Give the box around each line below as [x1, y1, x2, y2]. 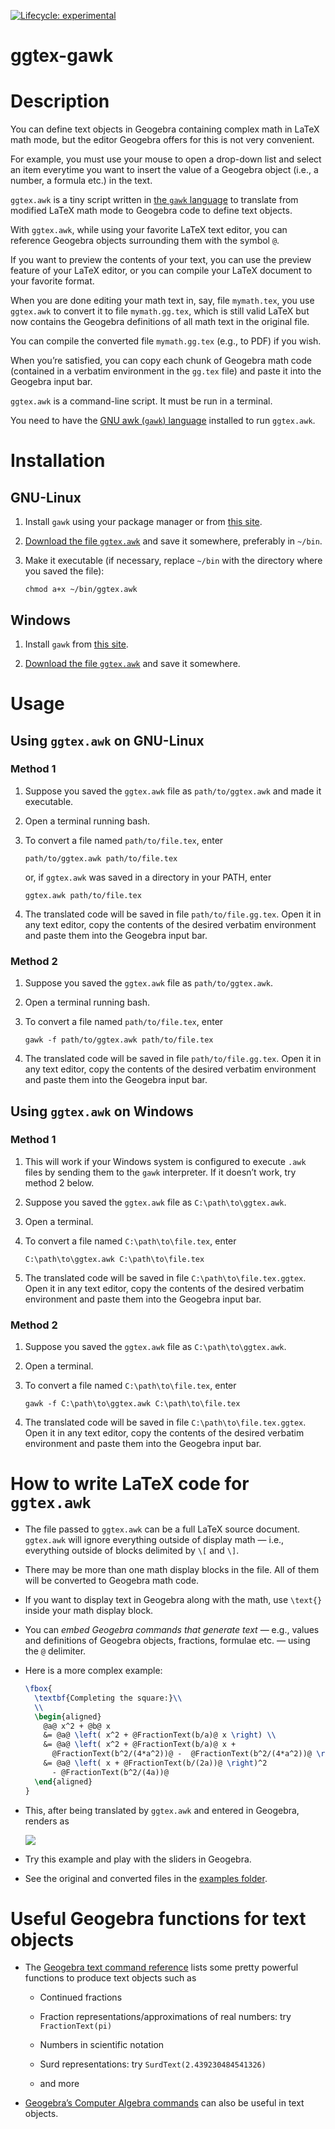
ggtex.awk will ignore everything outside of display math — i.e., [24, 1534, 285, 1546]
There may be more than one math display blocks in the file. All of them [24, 1564, 320, 1576]
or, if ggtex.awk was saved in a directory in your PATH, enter [24, 871, 272, 883]
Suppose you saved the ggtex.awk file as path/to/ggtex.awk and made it [24, 785, 322, 797]
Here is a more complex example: [24, 1665, 163, 1677]
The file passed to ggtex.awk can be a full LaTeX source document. [24, 1523, 301, 1535]
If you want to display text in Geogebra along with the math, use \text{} [24, 1594, 323, 1606]
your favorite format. [10, 275, 95, 287]
